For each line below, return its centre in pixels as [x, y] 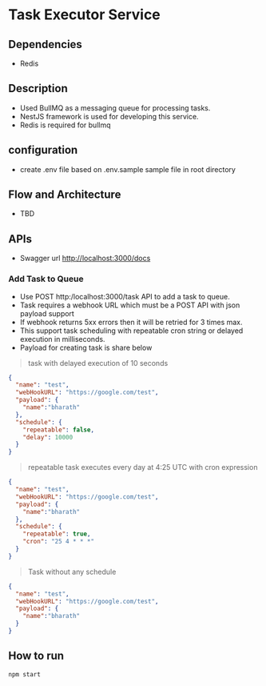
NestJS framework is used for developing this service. [109, 116]
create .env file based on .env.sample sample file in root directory [127, 169]
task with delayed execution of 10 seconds [98, 363]
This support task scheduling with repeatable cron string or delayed [131, 331]
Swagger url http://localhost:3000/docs [85, 259]
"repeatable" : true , [57, 534]
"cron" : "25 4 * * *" [58, 542]
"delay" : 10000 [48, 437]
